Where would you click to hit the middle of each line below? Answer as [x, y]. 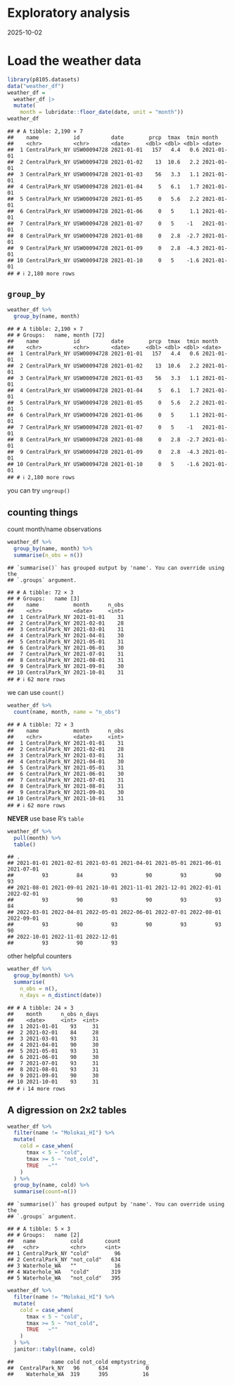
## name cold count [64, 1242]
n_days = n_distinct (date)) [61, 995]
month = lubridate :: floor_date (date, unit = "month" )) [102, 112]
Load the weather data [74, 61]
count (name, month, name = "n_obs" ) [67, 712]
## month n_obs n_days [53, 1014]
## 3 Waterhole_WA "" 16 [64, 1266]
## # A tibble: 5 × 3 [39, 1229]
